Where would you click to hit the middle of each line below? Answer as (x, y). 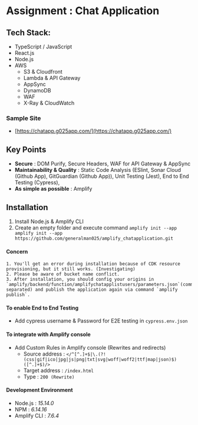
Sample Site (24, 118)
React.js (24, 53)
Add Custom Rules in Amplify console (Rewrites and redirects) (90, 347)
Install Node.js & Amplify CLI (49, 221)
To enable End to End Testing (42, 308)
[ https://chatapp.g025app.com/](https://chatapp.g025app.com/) (93, 131)
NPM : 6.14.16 (31, 409)
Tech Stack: (29, 33)
